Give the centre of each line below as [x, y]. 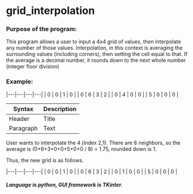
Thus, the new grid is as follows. [45, 160]
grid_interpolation [50, 11]
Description [60, 109]
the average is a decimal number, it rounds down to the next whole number [96, 60]
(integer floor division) [33, 67]
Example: [20, 82]
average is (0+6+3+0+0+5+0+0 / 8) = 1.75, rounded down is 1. [81, 149]
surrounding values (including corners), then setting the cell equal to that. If [97, 54]
